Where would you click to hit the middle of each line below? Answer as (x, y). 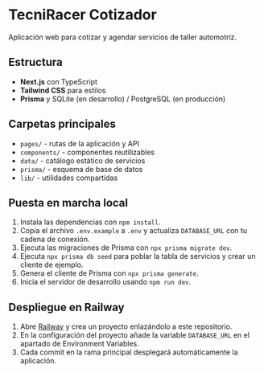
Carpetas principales (62, 124)
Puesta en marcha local (68, 203)
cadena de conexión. (55, 240)
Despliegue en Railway (66, 307)
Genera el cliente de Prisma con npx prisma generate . (109, 273)
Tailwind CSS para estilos (63, 90)
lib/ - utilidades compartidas (69, 178)
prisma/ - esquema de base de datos (81, 169)
